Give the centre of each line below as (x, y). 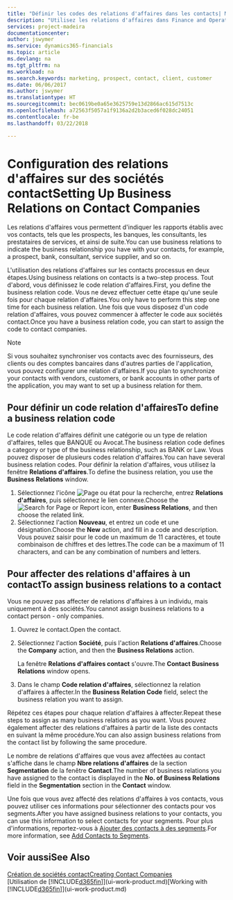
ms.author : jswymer (35, 91)
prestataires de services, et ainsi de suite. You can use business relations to (114, 242)
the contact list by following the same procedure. (77, 742)
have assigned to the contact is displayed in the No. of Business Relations (114, 778)
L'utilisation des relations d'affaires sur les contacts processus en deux (109, 270)
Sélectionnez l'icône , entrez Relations (120, 493)
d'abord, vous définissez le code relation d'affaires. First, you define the (109, 285)
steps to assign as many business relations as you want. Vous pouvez (107, 720)
